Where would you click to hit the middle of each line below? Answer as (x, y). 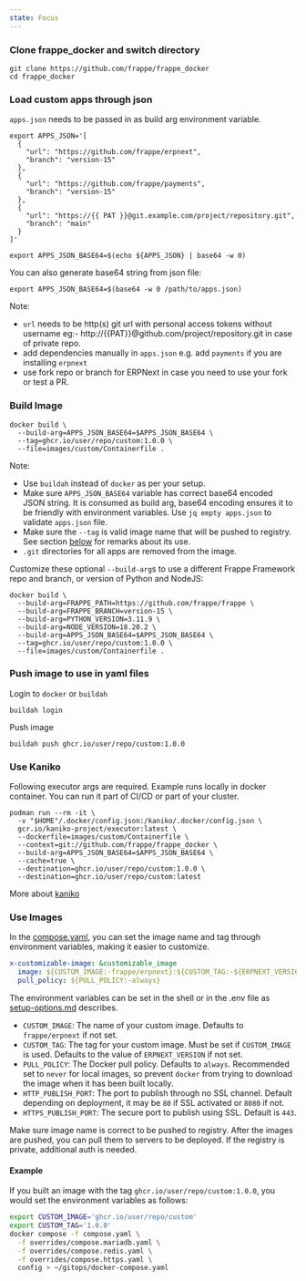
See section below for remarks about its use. (107, 541)
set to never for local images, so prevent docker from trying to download (158, 1074)
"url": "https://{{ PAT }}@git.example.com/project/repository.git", (161, 216)
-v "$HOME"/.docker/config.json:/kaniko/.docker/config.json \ (140, 821)
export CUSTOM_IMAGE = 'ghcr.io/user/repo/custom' (103, 1217)
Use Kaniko (35, 767)
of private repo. (52, 344)
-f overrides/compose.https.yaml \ (85, 1259)
